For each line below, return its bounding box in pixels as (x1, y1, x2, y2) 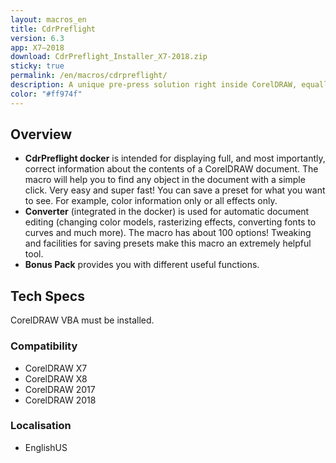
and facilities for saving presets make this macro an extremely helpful (24, 237, 312, 250)
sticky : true (10, 61, 65, 71)
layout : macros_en (10, 14, 87, 25)
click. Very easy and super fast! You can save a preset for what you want (24, 184, 326, 196)
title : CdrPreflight (10, 24, 97, 34)
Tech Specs (10, 287, 85, 305)
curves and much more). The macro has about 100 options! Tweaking (24, 227, 312, 239)
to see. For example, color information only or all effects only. (24, 195, 278, 207)
